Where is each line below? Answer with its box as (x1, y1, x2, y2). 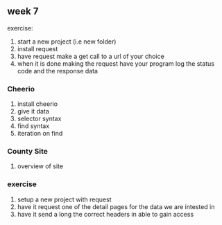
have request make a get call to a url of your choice (17, 52, 164, 60)
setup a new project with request (17, 195, 112, 204)
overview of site (17, 162, 64, 170)
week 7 (7, 6, 39, 17)
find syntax (17, 122, 50, 130)
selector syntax (17, 114, 62, 123)
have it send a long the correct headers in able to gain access (17, 210, 194, 218)
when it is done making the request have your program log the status (17, 59, 215, 68)
